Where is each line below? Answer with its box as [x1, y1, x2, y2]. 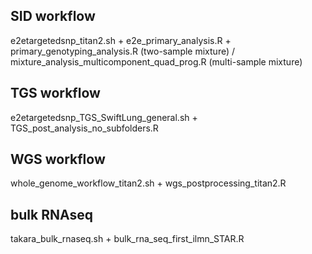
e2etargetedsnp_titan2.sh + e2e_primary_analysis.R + [10, 34, 232, 46]
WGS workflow [10, 151, 106, 168]
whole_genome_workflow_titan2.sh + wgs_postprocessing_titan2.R [10, 177, 287, 189]
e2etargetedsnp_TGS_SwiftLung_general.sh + [10, 111, 198, 123]
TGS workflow [10, 85, 101, 102]
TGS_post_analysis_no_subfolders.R [10, 122, 159, 134]
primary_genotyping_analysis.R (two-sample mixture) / [10, 45, 236, 57]
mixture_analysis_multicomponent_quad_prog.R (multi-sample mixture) [10, 55, 303, 68]
